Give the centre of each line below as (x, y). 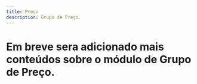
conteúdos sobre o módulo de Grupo (99, 59)
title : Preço (22, 12)
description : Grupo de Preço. (44, 17)
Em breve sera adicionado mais (85, 47)
